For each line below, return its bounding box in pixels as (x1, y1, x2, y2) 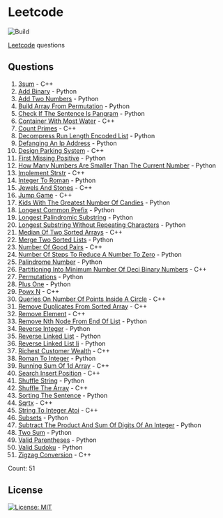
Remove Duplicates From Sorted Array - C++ (17, 302, 147, 311)
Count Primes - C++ (17, 124, 77, 133)
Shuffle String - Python (17, 376, 84, 385)
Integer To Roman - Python (17, 176, 96, 184)
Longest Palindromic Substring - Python (17, 213, 133, 221)
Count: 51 (8, 464, 36, 472)
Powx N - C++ (17, 287, 60, 295)
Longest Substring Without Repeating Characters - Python (17, 221, 186, 229)
